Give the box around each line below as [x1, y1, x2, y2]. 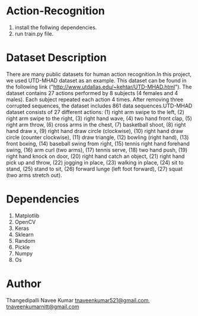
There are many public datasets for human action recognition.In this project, [6, 70, 191, 78]
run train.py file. [14, 30, 54, 37]
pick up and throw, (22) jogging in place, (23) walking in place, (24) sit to [6, 159, 184, 166]
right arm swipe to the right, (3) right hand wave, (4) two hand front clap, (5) [6, 115, 193, 122]
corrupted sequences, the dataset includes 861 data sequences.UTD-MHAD [6, 102, 193, 109]
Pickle [14, 244, 30, 251]
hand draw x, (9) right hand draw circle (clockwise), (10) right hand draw [6, 127, 184, 134]
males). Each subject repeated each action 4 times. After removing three [6, 96, 184, 103]
